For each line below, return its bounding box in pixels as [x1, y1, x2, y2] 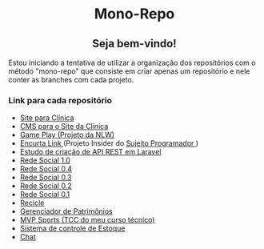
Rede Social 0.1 [19, 190, 70, 199]
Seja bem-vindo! [91, 37, 178, 50]
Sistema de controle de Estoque [19, 223, 126, 233]
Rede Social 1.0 [19, 155, 70, 165]
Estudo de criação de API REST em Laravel [19, 147, 162, 157]
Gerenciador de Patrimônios [19, 207, 114, 216]
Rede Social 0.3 [19, 173, 72, 183]
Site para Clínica [19, 113, 74, 122]
